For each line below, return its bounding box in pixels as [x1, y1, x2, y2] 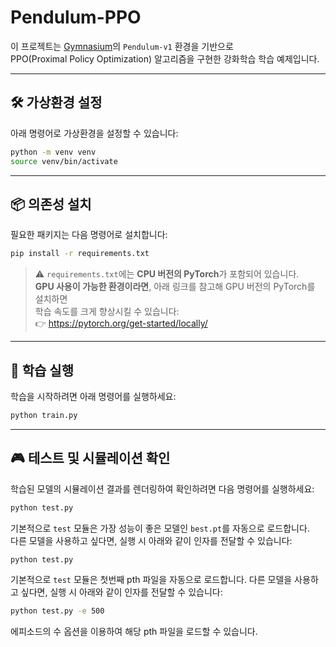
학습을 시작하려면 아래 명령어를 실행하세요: [10, 391, 177, 402]
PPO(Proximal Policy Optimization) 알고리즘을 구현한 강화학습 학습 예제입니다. [10, 52, 320, 65]
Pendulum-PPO [10, 6, 142, 29]
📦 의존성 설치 [10, 196, 92, 213]
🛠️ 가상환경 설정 [10, 94, 103, 111]
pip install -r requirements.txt [10, 249, 150, 259]
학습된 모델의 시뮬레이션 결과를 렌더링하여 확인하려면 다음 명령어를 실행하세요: [10, 482, 315, 495]
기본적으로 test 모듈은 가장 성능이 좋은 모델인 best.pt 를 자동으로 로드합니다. [10, 522, 310, 534]
